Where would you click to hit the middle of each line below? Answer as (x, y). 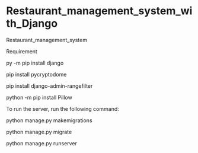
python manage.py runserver (41, 143)
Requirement (22, 51)
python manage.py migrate (39, 132)
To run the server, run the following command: (63, 109)
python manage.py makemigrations (49, 120)
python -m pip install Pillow (39, 97)
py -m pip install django (35, 63)
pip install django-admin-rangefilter (49, 86)
